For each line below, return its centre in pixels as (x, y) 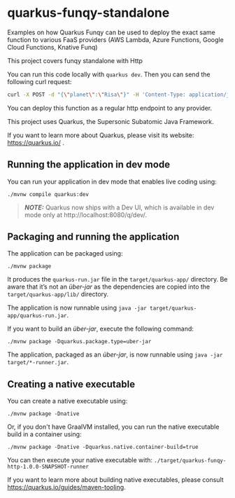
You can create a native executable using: (67, 401)
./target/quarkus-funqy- (190, 461)
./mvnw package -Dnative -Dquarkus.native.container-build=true (103, 447)
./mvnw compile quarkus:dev (48, 194)
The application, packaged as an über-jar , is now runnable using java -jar (115, 354)
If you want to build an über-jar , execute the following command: (101, 329)
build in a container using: (44, 434)
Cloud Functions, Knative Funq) (52, 47)
